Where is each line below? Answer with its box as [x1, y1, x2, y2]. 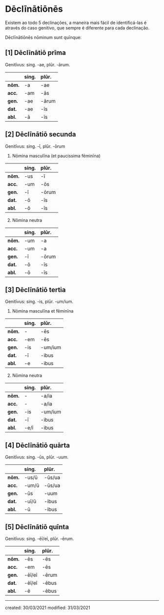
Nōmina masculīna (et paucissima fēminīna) [12, 153, 101, 159]
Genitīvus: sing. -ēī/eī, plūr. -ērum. [5, 536, 74, 541]
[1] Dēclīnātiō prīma [5, 49, 66, 57]
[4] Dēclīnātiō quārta [5, 441, 70, 450]
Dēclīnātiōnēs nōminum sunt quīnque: [5, 34, 82, 40]
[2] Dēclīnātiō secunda [5, 130, 76, 138]
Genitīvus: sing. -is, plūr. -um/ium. [5, 298, 74, 305]
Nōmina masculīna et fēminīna [12, 308, 74, 314]
